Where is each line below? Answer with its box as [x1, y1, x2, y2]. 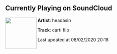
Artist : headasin [37, 17, 71, 23]
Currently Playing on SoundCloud [5, 4, 112, 12]
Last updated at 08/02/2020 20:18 [37, 36, 109, 42]
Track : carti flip [37, 27, 69, 33]
